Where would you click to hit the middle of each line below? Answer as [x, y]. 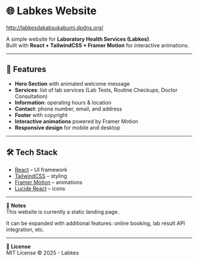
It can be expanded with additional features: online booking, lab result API [96, 223]
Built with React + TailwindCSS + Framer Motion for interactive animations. [98, 45]
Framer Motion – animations [48, 182]
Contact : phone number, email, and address [68, 109]
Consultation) [31, 96]
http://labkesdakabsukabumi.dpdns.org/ [55, 27]
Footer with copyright [41, 115]
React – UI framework [41, 169]
